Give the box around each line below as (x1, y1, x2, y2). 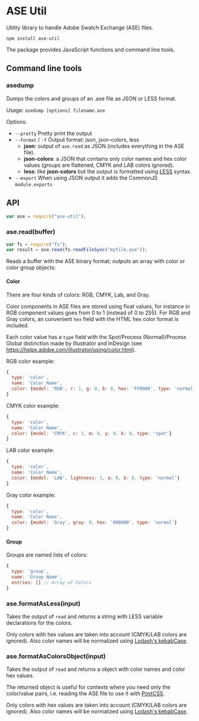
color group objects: (6, 264, 56, 271)
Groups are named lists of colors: (6, 551, 88, 558)
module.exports (14, 181, 53, 188)
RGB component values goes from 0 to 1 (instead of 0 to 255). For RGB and (6, 309, 191, 316)
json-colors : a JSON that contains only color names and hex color (23, 155, 187, 162)
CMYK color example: (6, 402, 60, 409)
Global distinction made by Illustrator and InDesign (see (6, 340, 142, 347)
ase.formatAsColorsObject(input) (6, 652, 106, 660)
